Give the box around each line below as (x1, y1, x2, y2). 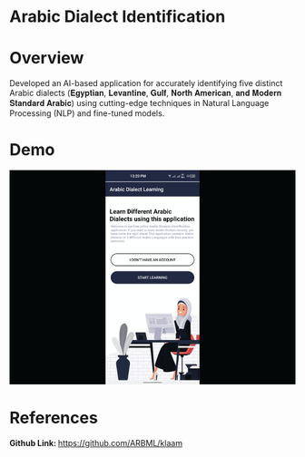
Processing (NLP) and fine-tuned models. (9, 108, 165, 119)
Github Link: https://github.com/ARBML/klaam (9, 438, 183, 448)
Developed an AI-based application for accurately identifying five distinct (9, 78, 283, 89)
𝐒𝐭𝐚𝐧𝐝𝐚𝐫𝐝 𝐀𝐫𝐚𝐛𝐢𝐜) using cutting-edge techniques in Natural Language (9, 98, 270, 109)
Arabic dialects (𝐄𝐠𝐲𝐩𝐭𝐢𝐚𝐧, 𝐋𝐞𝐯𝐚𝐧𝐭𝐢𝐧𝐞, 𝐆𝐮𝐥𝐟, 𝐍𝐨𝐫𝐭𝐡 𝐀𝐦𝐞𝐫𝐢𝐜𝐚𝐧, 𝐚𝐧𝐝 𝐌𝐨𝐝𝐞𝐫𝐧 (9, 88, 282, 99)
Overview (9, 48, 84, 69)
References (9, 408, 98, 428)
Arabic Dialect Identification (9, 6, 226, 27)
